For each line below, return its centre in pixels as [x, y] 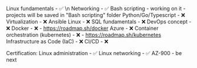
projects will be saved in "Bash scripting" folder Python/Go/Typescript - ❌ [96, 15]
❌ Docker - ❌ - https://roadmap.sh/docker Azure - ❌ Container [82, 28]
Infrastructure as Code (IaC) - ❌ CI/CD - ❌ [57, 41]
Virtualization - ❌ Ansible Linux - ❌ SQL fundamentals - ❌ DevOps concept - [99, 22]
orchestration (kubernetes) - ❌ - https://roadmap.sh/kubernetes [84, 35]
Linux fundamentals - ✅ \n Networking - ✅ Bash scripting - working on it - [96, 8]
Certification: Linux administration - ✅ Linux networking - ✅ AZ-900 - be [94, 53]
